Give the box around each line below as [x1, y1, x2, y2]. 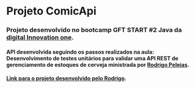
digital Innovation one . [6, 33, 74, 42]
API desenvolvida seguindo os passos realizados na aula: [6, 48, 154, 55]
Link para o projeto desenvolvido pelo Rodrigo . [6, 75, 126, 82]
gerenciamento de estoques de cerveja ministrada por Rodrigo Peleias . [6, 61, 190, 68]
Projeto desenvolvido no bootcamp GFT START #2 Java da [6, 26, 182, 34]
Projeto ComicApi [6, 4, 97, 18]
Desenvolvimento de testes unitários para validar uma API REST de [6, 54, 179, 61]
